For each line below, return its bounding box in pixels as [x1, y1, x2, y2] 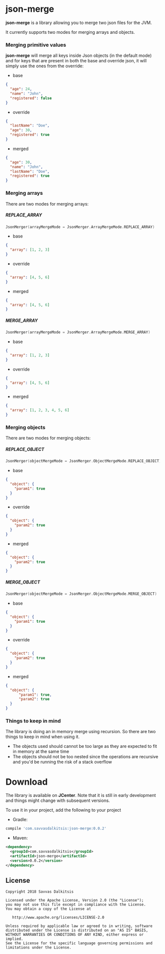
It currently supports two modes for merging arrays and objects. [5, 29, 135, 35]
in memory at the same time [12, 748, 70, 754]
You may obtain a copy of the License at [5, 906, 92, 911]
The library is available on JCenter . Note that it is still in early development [5, 793, 156, 798]
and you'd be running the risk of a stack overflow [12, 759, 112, 765]
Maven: [12, 835, 28, 841]
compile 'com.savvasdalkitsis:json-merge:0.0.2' [5, 826, 107, 831]
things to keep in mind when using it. [5, 734, 80, 740]
